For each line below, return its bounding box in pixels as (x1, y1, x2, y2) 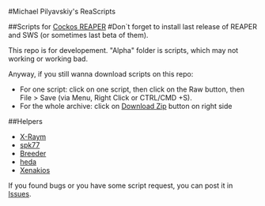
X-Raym (19, 132, 47, 141)
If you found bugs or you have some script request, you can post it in (8, 181, 233, 190)
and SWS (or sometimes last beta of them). (8, 31, 149, 39)
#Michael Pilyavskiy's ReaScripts (8, 7, 116, 16)
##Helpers (8, 117, 44, 125)
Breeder (19, 149, 47, 158)
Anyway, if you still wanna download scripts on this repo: (8, 69, 194, 78)
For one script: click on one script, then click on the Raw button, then (19, 84, 245, 94)
